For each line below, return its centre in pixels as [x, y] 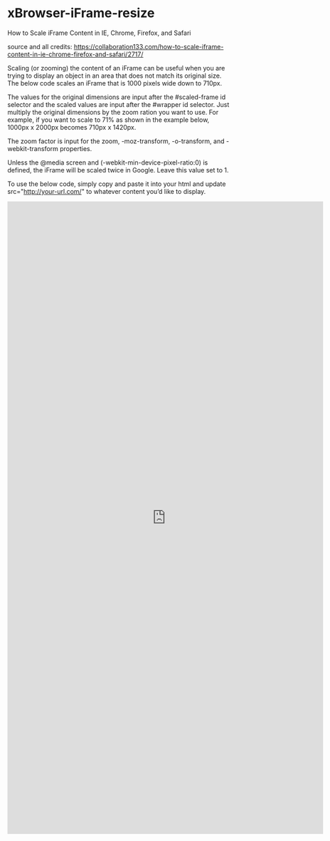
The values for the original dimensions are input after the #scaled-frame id [117, 97]
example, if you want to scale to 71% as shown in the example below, [108, 120]
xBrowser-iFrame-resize [81, 13]
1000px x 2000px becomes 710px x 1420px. [72, 127]
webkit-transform [33, 148]
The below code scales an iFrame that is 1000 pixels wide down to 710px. [115, 83]
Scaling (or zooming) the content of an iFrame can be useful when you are [116, 68]
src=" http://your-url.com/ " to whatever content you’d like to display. [107, 191]
